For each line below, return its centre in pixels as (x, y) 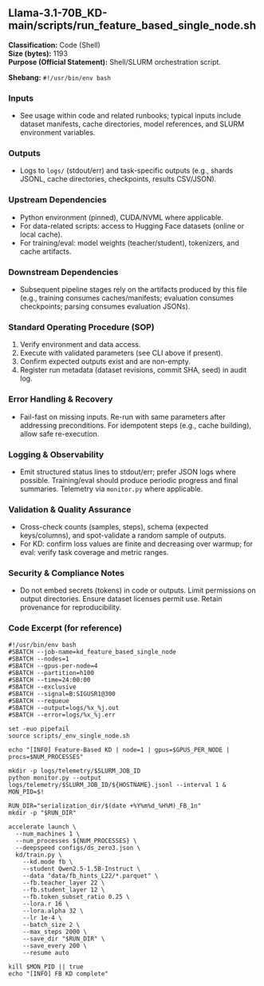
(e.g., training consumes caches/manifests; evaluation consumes (126, 298)
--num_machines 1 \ (48, 834)
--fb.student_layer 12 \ (64, 890)
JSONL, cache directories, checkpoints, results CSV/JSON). (118, 179)
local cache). (41, 234)
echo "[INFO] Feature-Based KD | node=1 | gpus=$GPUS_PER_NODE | (119, 750)
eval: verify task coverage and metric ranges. (94, 553)
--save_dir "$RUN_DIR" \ (64, 939)
